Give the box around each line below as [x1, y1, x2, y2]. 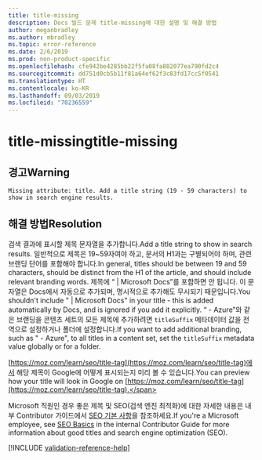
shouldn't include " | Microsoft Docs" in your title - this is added [8, 295, 214, 305]
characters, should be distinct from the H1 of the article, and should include [8, 267, 252, 277]
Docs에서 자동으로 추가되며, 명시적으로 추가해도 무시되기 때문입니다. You [28, 287, 251, 296]
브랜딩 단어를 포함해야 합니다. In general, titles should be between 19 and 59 [8, 259, 247, 268]
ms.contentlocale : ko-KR [8, 84, 89, 92]
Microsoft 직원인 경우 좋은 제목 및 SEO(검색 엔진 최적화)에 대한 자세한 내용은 [8, 400, 244, 410]
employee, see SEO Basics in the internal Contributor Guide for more [8, 419, 230, 429]
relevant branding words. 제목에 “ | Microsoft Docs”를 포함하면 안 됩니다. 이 [8, 277, 246, 286]
